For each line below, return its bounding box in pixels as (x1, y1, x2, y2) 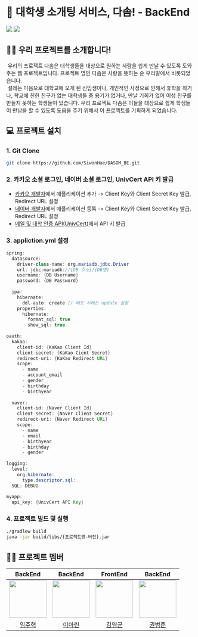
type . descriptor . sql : (21, 477, 76, 483)
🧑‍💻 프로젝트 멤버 (6, 552, 64, 562)
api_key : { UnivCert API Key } (11, 499, 84, 505)
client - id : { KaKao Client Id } (17, 344, 92, 350)
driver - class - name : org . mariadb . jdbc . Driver (17, 261, 129, 267)
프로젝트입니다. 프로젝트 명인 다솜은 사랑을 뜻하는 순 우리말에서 (23, 69, 170, 76)
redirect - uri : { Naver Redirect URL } (17, 417, 109, 422)
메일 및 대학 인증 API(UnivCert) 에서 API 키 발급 (14, 220, 126, 227)
